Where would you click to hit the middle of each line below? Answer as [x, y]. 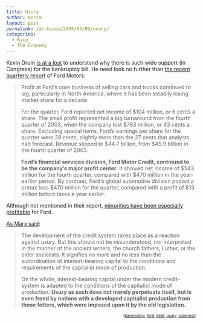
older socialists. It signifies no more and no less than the [91, 255]
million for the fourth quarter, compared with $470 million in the [100, 174]
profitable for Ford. [30, 212]
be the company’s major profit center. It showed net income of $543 [108, 168]
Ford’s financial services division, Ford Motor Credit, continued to [105, 162]
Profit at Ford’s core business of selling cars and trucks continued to [106, 87]
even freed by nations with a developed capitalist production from [105, 298]
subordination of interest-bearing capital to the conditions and [98, 261]
